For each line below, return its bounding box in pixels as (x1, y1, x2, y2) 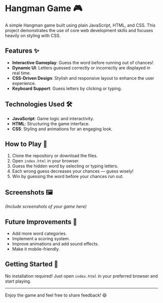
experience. (12, 80, 36, 86)
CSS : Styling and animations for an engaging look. (12, 126, 113, 132)
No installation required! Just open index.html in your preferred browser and (5, 273, 158, 279)
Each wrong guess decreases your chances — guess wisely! (12, 168, 134, 174)
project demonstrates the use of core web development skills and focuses (5, 27, 153, 33)
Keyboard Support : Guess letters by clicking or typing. (12, 85, 122, 91)
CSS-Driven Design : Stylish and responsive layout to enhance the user (12, 75, 154, 81)
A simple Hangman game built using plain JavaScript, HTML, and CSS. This (5, 22, 156, 28)
